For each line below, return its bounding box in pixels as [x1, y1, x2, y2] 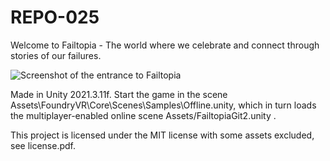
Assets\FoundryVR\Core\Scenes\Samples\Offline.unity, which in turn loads [10, 99, 317, 111]
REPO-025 [10, 6, 100, 29]
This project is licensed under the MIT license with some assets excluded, [10, 129, 315, 141]
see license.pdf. [10, 139, 77, 151]
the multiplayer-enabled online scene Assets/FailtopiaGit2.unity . [10, 109, 277, 121]
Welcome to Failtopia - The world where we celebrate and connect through [10, 39, 320, 51]
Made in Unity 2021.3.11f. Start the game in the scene [10, 88, 228, 100]
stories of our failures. [10, 49, 102, 61]
